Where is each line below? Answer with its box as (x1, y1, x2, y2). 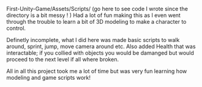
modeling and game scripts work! (6, 74, 91, 81)
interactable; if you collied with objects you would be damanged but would (6, 49, 195, 57)
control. (6, 24, 26, 32)
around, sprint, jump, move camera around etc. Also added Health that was (6, 43, 196, 50)
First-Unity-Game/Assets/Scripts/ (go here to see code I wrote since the (6, 5, 189, 12)
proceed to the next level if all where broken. (6, 56, 119, 63)
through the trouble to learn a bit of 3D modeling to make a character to (6, 18, 187, 25)
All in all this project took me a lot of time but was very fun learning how (6, 68, 187, 75)
